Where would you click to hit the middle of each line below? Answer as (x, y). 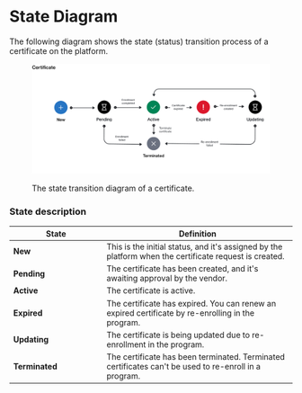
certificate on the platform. (59, 50)
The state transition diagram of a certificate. (113, 188)
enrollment (126, 344)
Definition (198, 233)
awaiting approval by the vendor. (167, 278)
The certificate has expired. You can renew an (191, 303)
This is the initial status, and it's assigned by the (195, 246)
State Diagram (64, 17)
